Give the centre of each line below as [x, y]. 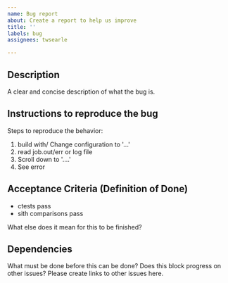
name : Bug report [33, 14]
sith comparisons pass [50, 213]
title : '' [22, 27]
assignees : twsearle [38, 40]
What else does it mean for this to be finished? [75, 227]
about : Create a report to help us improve [72, 20]
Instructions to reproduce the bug [83, 114]
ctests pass [34, 206]
